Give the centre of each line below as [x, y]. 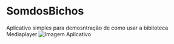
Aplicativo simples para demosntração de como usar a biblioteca [87, 28]
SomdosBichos [45, 11]
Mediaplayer [22, 34]
